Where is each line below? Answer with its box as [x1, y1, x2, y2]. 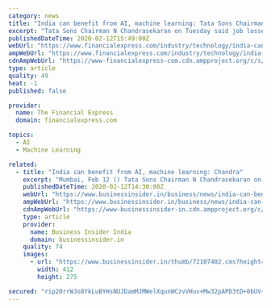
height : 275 [37, 273, 78, 281]
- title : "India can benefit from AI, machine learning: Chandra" [15, 168, 244, 176]
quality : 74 [23, 243, 63, 251]
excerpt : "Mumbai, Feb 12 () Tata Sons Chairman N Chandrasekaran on [23, 175, 262, 184]
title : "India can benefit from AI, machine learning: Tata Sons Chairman [8, 19, 265, 27]
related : [8, 160, 38, 169]
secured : [8, 287, 38, 295]
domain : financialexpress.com [15, 116, 117, 125]
